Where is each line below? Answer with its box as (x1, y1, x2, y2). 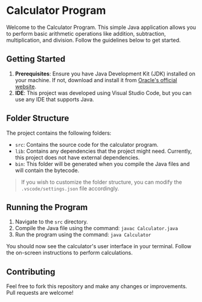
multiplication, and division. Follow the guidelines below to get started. (6, 36, 181, 43)
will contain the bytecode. (14, 167, 80, 174)
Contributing (6, 266, 55, 277)
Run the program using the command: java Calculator (14, 231, 151, 239)
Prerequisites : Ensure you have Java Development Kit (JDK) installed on (14, 70, 196, 77)
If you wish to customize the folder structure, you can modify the (21, 178, 182, 185)
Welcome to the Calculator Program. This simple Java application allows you (6, 24, 197, 31)
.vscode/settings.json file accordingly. (21, 185, 119, 192)
